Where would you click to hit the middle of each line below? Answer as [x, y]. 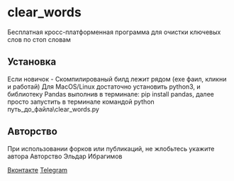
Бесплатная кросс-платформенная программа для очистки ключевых [114, 32]
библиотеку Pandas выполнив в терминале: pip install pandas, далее [111, 94]
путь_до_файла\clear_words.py [53, 109]
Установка [32, 62]
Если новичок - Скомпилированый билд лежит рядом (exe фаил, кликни [117, 79]
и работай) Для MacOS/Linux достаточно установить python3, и [104, 87]
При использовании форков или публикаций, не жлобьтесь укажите [111, 148]
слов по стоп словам [39, 39]
